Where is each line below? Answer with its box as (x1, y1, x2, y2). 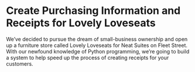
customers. (6, 60, 33, 67)
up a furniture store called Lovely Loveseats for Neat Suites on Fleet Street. (6, 42, 188, 49)
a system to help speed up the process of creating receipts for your (6, 54, 169, 61)
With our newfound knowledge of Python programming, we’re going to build (6, 48, 190, 55)
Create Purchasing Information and (6, 4, 181, 17)
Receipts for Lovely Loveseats (6, 16, 156, 30)
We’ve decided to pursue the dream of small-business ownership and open (6, 35, 188, 42)
